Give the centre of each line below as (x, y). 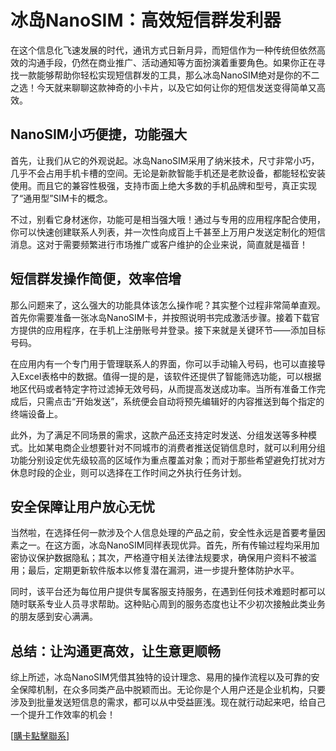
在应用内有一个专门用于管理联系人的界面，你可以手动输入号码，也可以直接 (163, 363)
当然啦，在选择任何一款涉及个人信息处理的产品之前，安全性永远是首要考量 (163, 533)
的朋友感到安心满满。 (54, 617)
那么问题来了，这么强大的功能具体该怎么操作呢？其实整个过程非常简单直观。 (168, 305)
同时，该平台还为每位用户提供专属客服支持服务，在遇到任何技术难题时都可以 (168, 592)
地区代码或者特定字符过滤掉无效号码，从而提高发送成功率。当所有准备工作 (163, 388)
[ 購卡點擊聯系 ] (40, 736)
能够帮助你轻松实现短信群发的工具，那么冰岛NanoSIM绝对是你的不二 (178, 75)
